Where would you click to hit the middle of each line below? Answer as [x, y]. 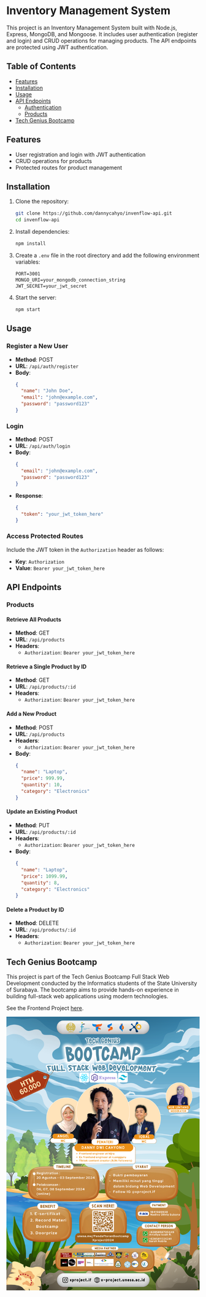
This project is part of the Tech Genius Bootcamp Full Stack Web [88, 977]
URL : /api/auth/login [43, 446]
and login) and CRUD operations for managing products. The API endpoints [101, 40]
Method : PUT [32, 825]
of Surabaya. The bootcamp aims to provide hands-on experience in [93, 990]
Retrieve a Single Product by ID [47, 667]
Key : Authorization [40, 561]
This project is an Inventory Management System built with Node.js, [92, 28]
